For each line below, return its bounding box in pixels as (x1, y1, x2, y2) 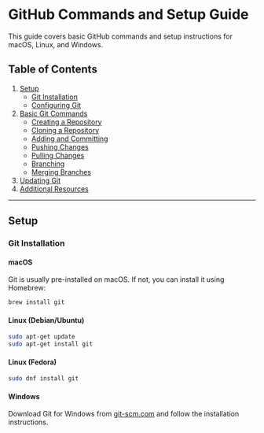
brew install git (8, 298, 65, 306)
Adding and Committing (31, 134, 108, 143)
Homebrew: (8, 283, 46, 293)
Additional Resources (19, 183, 89, 194)
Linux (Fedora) (8, 357, 57, 367)
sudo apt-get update (8, 333, 76, 341)
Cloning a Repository (31, 125, 100, 135)
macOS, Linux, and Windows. (8, 39, 104, 49)
